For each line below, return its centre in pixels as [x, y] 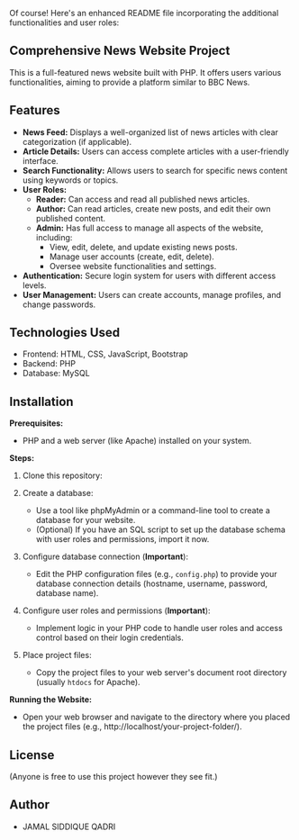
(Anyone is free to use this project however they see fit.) [113, 777]
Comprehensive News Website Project [120, 51]
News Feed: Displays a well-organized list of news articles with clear [150, 132]
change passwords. [59, 304]
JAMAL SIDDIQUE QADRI [69, 826]
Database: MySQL [56, 374]
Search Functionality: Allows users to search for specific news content [155, 170]
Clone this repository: [62, 475]
